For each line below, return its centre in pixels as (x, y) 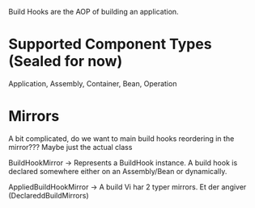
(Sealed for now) (66, 62)
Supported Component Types (110, 44)
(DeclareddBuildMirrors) (49, 195)
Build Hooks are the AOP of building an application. (94, 12)
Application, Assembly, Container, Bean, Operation (93, 83)
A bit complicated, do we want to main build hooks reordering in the (121, 138)
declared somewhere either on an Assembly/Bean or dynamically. (118, 171)
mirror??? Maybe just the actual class (70, 147)
